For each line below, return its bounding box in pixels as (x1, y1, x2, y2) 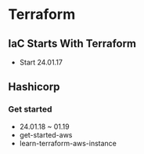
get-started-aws (19, 130, 73, 139)
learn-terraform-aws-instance (19, 138, 117, 148)
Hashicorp (8, 80, 60, 93)
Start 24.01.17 (19, 57, 63, 67)
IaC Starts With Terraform (8, 37, 137, 50)
